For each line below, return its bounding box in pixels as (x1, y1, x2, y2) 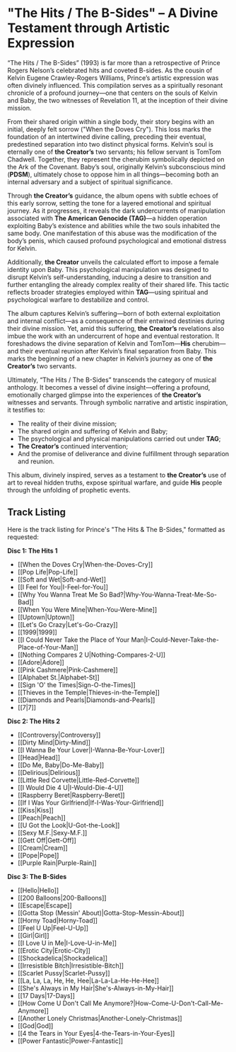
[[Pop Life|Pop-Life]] (17, 567, 78, 576)
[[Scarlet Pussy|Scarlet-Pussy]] (17, 968, 110, 977)
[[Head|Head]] (17, 753, 61, 762)
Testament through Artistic (7, 20, 170, 36)
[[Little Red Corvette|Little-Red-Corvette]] (17, 776, 140, 784)
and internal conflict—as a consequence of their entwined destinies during (7, 317, 225, 325)
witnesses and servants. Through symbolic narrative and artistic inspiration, (7, 398, 228, 407)
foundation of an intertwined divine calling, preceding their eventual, (7, 132, 206, 141)
